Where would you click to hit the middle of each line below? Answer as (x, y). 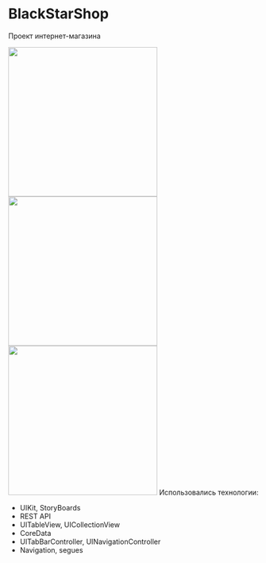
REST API (35, 516)
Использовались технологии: (208, 492)
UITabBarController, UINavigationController (90, 541)
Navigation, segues (51, 549)
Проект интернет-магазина (54, 36)
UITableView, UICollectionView (70, 524)
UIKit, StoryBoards (50, 507)
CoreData (35, 533)
